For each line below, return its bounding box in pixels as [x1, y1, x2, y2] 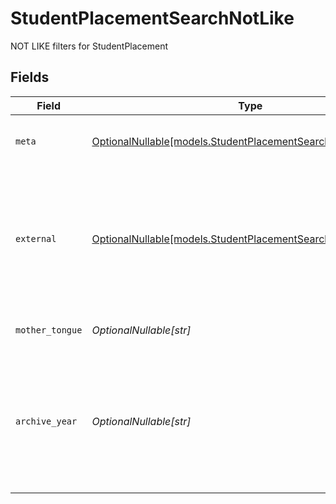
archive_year [15, 415, 78, 427]
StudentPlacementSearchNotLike [10, 7, 295, 30]
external [15, 233, 57, 244]
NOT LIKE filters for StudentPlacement [10, 40, 169, 52]
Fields [10, 69, 50, 86]
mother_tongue [15, 324, 83, 336]
